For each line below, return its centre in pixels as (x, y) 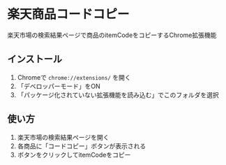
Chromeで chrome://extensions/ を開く (74, 77)
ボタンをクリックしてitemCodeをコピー (74, 155)
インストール (35, 59)
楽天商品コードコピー (69, 14)
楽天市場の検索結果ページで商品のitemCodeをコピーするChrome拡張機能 (112, 35)
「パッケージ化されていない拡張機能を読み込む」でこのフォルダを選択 (118, 94)
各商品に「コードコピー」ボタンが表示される (82, 146)
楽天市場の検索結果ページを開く (63, 137)
